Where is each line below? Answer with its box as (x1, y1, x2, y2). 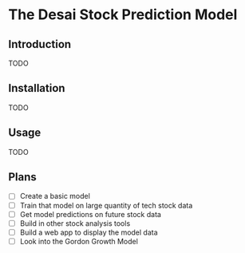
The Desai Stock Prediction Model (8, 6, 238, 24)
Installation (8, 81, 65, 95)
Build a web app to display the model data (19, 227, 158, 237)
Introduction (8, 38, 72, 51)
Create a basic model (19, 192, 90, 201)
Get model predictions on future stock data (19, 209, 162, 219)
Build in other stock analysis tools (19, 218, 131, 228)
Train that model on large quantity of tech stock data (19, 200, 193, 210)
